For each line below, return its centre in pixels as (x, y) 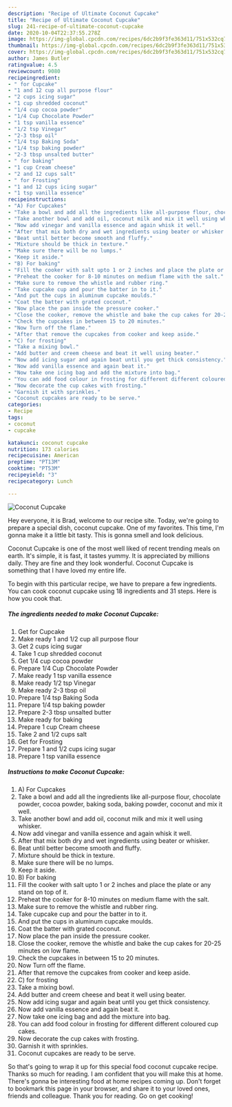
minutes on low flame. (49, 950)
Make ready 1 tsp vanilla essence (65, 675)
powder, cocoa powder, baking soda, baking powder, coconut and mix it (120, 804)
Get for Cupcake (41, 631)
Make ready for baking (50, 719)
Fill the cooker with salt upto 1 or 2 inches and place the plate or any (114, 884)
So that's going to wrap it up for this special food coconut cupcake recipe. (113, 1066)
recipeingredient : (34, 78)
